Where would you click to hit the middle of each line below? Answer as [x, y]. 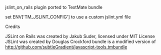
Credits [13, 26]
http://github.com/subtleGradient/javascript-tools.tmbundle [66, 47]
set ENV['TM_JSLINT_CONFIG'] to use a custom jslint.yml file [68, 17]
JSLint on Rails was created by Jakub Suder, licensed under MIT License [80, 36]
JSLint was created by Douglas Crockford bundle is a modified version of [80, 41]
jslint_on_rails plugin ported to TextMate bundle [54, 7]
